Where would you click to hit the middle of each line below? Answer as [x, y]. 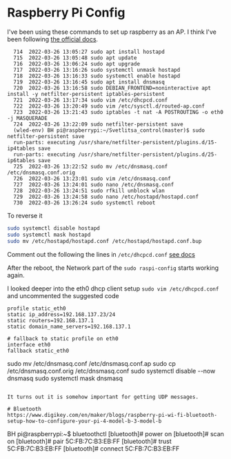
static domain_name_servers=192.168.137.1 [69, 326]
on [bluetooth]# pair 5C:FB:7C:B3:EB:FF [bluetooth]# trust [90, 441]
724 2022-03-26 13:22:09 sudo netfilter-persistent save [99, 124]
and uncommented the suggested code [63, 295]
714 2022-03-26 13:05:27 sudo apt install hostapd [89, 52]
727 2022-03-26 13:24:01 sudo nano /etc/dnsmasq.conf [94, 184]
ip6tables [21, 160]
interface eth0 [29, 344]
